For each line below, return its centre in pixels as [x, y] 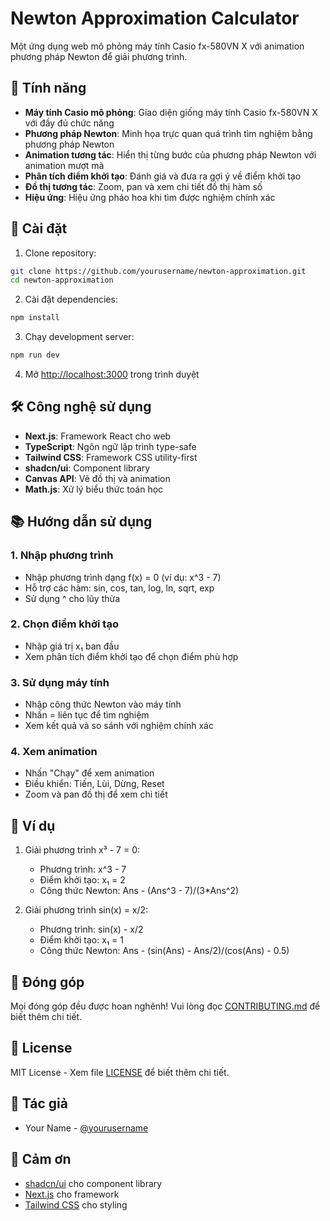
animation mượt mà [64, 165]
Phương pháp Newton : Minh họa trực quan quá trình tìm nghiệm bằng [168, 133]
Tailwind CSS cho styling [76, 1204]
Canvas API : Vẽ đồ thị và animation [97, 478]
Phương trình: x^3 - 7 [83, 869]
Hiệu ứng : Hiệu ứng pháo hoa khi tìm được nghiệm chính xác [150, 197]
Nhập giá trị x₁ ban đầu [72, 646]
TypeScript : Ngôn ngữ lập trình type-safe [110, 446]
